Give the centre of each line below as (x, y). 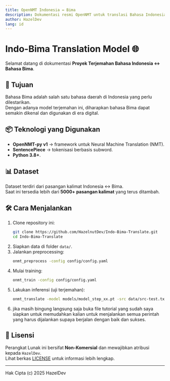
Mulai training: (27, 271)
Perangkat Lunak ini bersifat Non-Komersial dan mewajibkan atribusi (77, 348)
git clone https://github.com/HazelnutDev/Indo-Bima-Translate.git (85, 232)
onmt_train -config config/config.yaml (55, 280)
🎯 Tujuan (19, 85)
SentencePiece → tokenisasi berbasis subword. (62, 149)
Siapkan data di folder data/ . (42, 246)
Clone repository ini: (34, 223)
